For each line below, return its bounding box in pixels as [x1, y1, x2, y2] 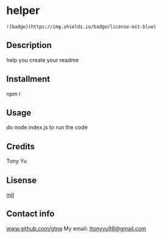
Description [6, 40, 52, 50]
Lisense [6, 175, 37, 185]
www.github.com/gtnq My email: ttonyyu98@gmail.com [6, 225, 146, 232]
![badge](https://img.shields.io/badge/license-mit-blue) [6, 24, 157, 30]
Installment [6, 74, 51, 84]
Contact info [6, 209, 55, 219]
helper [6, 4, 40, 18]
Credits [6, 141, 35, 152]
